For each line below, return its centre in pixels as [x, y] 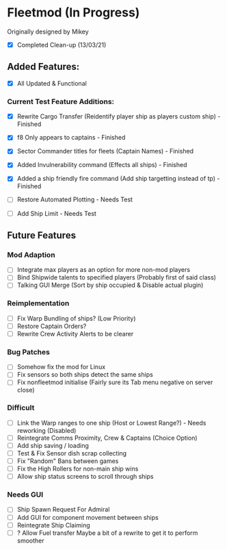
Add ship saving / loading [53, 445]
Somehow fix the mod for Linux [61, 367]
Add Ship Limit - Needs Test [57, 213]
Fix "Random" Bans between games [68, 461]
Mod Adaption [31, 255]
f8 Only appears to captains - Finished [71, 138]
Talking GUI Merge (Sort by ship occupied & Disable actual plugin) [110, 285]
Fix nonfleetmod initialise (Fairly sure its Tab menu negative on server [115, 382]
